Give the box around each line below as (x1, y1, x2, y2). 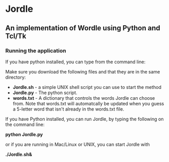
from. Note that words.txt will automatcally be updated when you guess (12, 100, 164, 106)
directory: (5, 74, 26, 80)
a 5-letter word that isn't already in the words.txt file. (12, 106, 124, 112)
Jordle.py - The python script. (12, 89, 78, 96)
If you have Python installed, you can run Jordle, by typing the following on (5, 116, 164, 122)
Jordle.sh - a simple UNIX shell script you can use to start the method (12, 84, 162, 90)
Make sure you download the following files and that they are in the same (5, 68, 160, 75)
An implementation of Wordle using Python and (5, 24, 161, 32)
